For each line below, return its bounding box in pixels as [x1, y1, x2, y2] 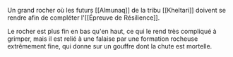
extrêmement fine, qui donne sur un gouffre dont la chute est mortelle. [7, 42, 213, 50]
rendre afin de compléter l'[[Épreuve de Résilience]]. [7, 13, 160, 22]
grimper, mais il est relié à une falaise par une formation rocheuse [7, 34, 198, 43]
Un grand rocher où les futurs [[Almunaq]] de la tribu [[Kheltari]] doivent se [7, 6, 226, 14]
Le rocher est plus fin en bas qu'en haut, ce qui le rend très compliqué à [7, 27, 217, 35]
